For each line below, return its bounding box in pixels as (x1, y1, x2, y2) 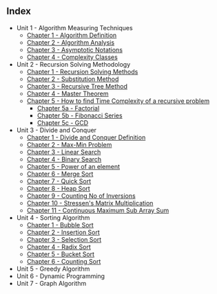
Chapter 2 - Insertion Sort (26, 228, 101, 236)
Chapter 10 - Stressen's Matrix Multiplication (26, 199, 154, 207)
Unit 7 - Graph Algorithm (16, 279, 87, 287)
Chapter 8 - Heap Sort (26, 184, 90, 192)
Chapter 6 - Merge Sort (26, 170, 94, 178)
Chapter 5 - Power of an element (26, 162, 121, 170)
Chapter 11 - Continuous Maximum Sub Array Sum (26, 206, 169, 214)
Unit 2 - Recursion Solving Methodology (16, 60, 131, 68)
